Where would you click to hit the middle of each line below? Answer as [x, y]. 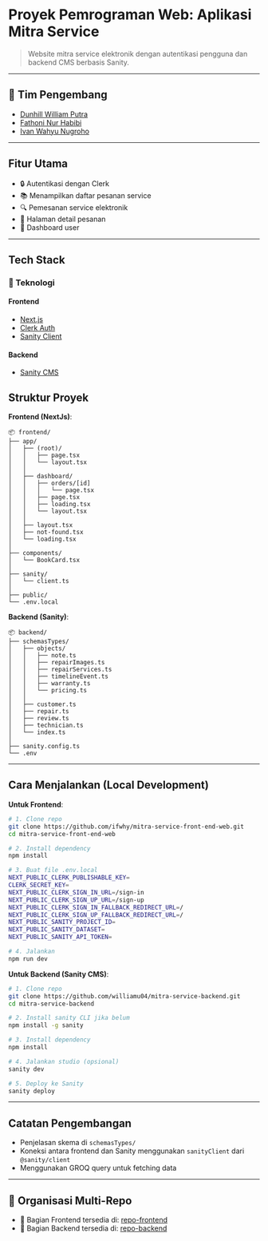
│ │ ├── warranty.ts [49, 684]
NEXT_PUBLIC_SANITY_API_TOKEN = [60, 937]
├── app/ [23, 442]
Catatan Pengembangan [70, 1123]
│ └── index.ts [37, 732]
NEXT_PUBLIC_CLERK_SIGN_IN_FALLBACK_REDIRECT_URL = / [96, 907]
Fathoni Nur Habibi [51, 122]
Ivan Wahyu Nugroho [55, 131]
